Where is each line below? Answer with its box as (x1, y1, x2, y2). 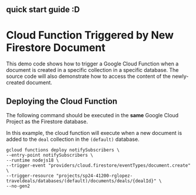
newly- (171, 73, 189, 80)
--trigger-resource (6, 173, 54, 179)
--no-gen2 (6, 183, 31, 189)
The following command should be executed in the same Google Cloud (6, 112, 179, 119)
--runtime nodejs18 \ (6, 157, 59, 164)
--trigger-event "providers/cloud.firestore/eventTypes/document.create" (6, 163, 191, 168)
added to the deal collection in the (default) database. (6, 135, 139, 143)
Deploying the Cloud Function (6, 96, 118, 106)
